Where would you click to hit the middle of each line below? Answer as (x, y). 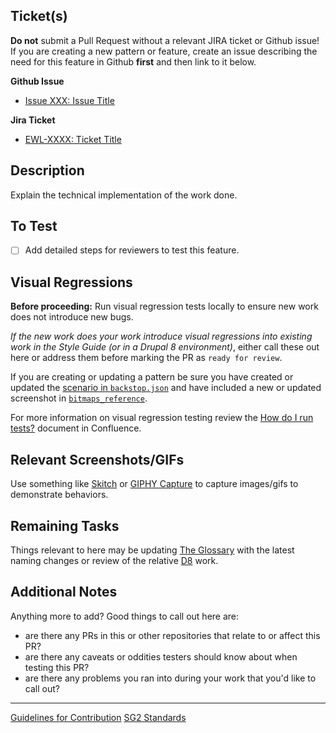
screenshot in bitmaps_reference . (79, 398)
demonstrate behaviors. (59, 495)
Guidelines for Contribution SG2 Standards (98, 717)
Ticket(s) (39, 16)
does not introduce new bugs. (72, 317)
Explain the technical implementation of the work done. (124, 195)
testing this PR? (57, 667)
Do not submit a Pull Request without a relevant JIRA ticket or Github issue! (165, 40)
